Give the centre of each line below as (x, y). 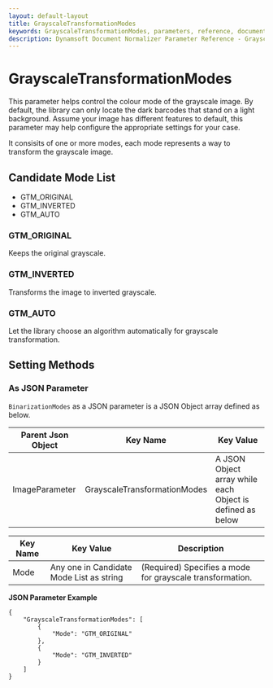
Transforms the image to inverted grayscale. (82, 292)
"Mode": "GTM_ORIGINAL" (92, 633)
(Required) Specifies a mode (195, 567)
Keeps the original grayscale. (57, 253)
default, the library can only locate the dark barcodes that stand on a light (132, 110)
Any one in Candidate (91, 567)
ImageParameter (44, 489)
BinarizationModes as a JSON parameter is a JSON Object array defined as (134, 406)
